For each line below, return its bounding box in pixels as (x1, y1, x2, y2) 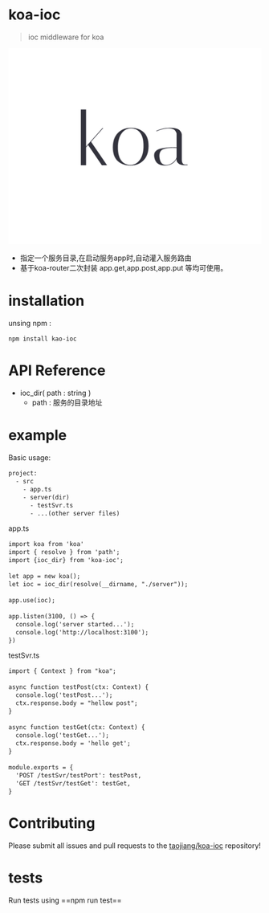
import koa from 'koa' (8, 540, 84, 548)
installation (8, 291, 85, 310)
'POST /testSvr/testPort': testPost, (15, 772, 142, 780)
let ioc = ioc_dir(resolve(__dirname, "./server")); (8, 581, 189, 589)
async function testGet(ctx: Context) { (8, 723, 146, 732)
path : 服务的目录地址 (31, 397, 103, 407)
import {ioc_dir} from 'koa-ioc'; (8, 556, 124, 565)
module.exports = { (8, 764, 74, 772)
